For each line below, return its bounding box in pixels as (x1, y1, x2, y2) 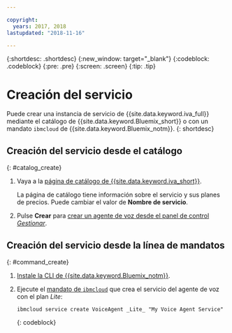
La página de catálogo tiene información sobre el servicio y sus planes (16, 190, 221, 199)
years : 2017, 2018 (13, 22, 67, 30)
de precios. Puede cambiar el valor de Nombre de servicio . (16, 198, 188, 206)
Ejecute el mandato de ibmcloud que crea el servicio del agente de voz (16, 285, 219, 293)
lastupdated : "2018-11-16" (6, 29, 85, 36)
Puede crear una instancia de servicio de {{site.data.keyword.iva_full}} (6, 110, 210, 118)
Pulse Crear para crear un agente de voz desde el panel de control (16, 211, 210, 220)
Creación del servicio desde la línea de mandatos (6, 239, 225, 251)
